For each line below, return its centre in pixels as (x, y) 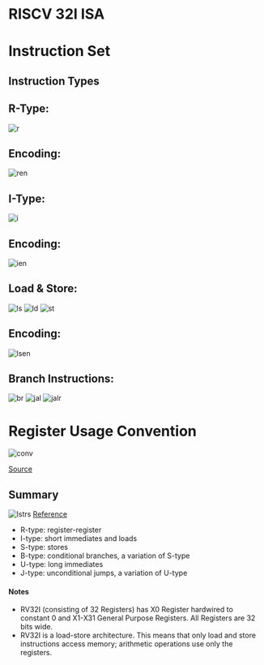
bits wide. (36, 627)
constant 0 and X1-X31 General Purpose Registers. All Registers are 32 (138, 618)
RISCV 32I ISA (57, 14)
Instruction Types (54, 81)
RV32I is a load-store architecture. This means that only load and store (138, 635)
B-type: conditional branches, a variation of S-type (105, 556)
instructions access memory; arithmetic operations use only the (126, 644)
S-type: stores (44, 547)
